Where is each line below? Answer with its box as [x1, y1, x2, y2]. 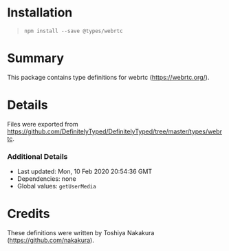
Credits [7, 206, 50, 221]
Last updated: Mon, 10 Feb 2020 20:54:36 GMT [17, 167, 153, 176]
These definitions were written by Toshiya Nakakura [7, 229, 155, 237]
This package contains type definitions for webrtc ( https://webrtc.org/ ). [7, 73, 210, 81]
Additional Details [7, 151, 68, 161]
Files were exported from [7, 120, 78, 128]
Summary [7, 50, 64, 66]
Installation [7, 5, 73, 21]
